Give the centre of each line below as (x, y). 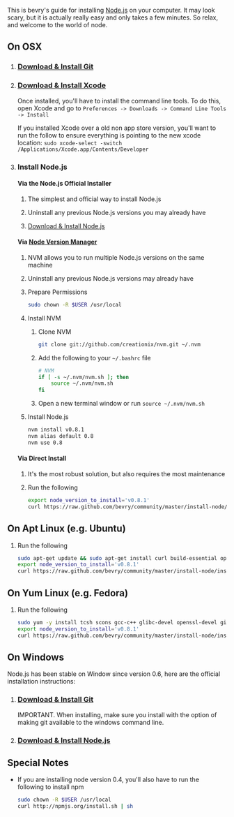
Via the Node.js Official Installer (64, 184)
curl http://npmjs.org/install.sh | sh (75, 807)
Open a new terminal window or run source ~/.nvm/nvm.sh (122, 404)
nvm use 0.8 (45, 443)
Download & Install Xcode (62, 85)
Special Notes (38, 763)
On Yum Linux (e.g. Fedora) (68, 593)
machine (40, 265)
